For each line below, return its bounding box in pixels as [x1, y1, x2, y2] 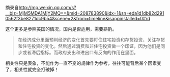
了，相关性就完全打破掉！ [5, 66, 59, 72]
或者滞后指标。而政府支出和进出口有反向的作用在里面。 [22, 50, 138, 55]
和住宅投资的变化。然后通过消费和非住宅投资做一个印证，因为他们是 [17, 43, 161, 49]
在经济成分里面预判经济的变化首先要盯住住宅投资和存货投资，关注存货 [17, 37, 165, 43]
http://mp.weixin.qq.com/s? [18, 5, 76, 10]
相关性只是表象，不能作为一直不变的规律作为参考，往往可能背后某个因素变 [5, 60, 161, 66]
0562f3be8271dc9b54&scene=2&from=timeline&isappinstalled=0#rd [5, 16, 150, 21]
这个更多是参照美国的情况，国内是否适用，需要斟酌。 [5, 26, 117, 32]
